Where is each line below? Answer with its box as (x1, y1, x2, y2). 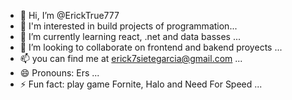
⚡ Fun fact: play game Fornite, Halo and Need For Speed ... (19, 78, 263, 90)
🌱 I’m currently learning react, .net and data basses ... (19, 31, 242, 42)
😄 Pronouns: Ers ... (19, 67, 100, 79)
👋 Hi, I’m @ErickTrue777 (19, 10, 120, 21)
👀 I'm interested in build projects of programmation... (19, 20, 238, 32)
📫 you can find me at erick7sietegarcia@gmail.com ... (19, 53, 243, 64)
